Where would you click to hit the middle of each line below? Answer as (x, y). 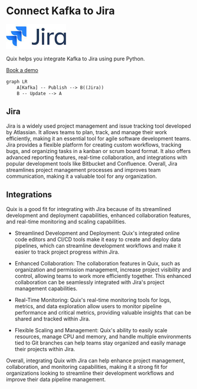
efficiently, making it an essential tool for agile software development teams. (99, 138)
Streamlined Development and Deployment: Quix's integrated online (97, 233)
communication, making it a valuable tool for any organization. (82, 176)
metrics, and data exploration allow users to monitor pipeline (88, 306)
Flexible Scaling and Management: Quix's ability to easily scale (91, 330)
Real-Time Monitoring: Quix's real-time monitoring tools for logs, (93, 300)
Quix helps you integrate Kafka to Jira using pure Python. (75, 59)
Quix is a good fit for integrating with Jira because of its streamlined (89, 209)
